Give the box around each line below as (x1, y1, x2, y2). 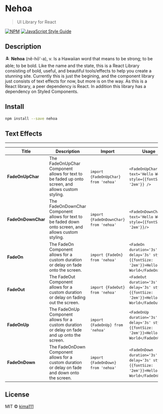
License (5, 391, 30, 399)
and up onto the (49, 332, 81, 338)
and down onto (49, 370, 79, 376)
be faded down (49, 219, 80, 225)
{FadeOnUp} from (90, 323, 123, 328)
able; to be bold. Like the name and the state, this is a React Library (5, 63, 140, 69)
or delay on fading (49, 294, 86, 300)
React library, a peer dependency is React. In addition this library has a (5, 83, 147, 89)
